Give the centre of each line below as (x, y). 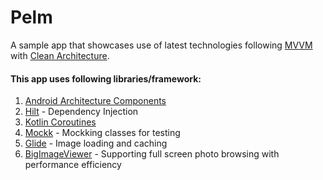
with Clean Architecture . (60, 55)
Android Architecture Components (95, 101)
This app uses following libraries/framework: (106, 78)
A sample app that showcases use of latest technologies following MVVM (161, 45)
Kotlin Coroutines (60, 122)
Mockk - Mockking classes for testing (102, 133)
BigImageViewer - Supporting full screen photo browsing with (152, 154)
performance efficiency (73, 165)
